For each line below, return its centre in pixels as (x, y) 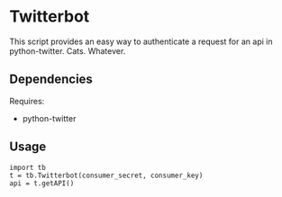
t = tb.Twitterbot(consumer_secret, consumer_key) (106, 175)
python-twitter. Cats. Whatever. (68, 50)
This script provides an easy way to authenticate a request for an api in (141, 41)
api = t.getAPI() (42, 183)
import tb (28, 167)
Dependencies (51, 80)
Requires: (27, 101)
